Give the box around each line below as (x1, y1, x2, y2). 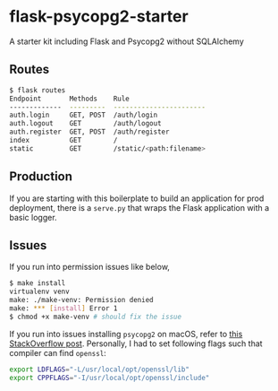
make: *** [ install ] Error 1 (9, 304, 118, 313)
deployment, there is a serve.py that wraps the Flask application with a (9, 202, 270, 213)
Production (9, 169, 73, 185)
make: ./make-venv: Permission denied (9, 296, 154, 305)
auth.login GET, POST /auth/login (9, 110, 158, 120)
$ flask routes (9, 85, 66, 95)
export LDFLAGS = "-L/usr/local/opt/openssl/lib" (9, 365, 190, 374)
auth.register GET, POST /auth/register (9, 127, 170, 136)
